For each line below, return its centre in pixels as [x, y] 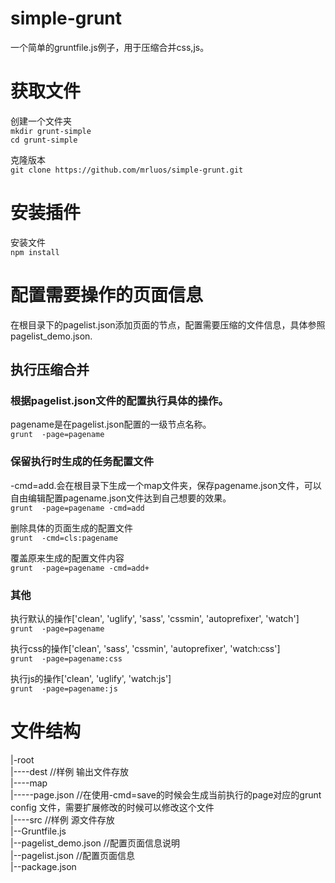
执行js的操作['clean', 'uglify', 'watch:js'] [91, 679]
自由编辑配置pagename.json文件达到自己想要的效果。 [121, 498]
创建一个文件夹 [41, 121]
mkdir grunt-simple [51, 131]
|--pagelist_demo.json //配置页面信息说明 [95, 843]
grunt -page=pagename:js [64, 689]
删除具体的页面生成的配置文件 [71, 528]
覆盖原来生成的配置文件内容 [67, 558]
